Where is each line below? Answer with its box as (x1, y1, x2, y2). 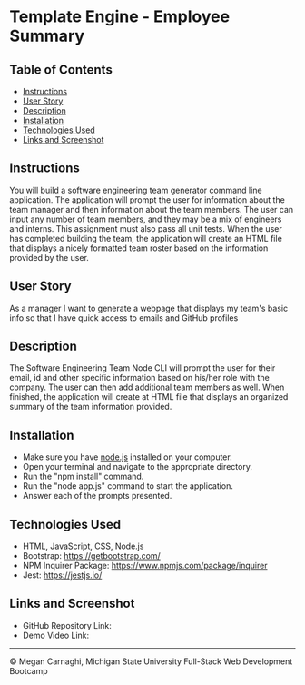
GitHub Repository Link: (22, 620, 112, 630)
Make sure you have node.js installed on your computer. (22, 452, 233, 462)
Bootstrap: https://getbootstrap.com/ (22, 551, 161, 561)
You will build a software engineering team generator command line (9, 184, 262, 195)
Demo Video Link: (22, 630, 90, 640)
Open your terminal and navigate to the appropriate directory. (22, 462, 252, 472)
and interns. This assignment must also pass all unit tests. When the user (9, 223, 283, 233)
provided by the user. (9, 252, 89, 263)
